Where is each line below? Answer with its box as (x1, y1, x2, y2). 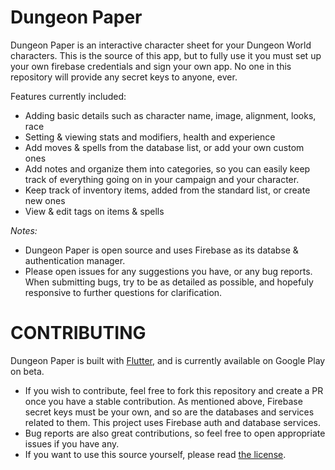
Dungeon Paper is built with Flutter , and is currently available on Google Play (10, 354, 326, 366)
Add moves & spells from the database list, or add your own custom (24, 141, 305, 153)
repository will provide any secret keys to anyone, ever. (10, 71, 238, 83)
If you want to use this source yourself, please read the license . (24, 448, 287, 460)
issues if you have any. (24, 437, 120, 450)
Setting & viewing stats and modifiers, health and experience (24, 131, 276, 143)
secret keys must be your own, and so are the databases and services (24, 406, 315, 418)
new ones (24, 194, 66, 206)
